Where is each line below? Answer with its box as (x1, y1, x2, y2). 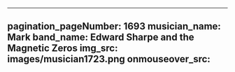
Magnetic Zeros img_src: (7, 43, 118, 55)
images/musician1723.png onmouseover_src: (7, 53, 211, 65)
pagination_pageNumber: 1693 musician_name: (7, 20, 222, 32)
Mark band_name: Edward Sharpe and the (7, 31, 194, 43)
